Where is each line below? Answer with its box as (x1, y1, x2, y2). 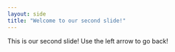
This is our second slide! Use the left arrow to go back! (7, 36, 169, 45)
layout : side (7, 10, 46, 18)
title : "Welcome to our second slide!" (7, 17, 126, 24)
